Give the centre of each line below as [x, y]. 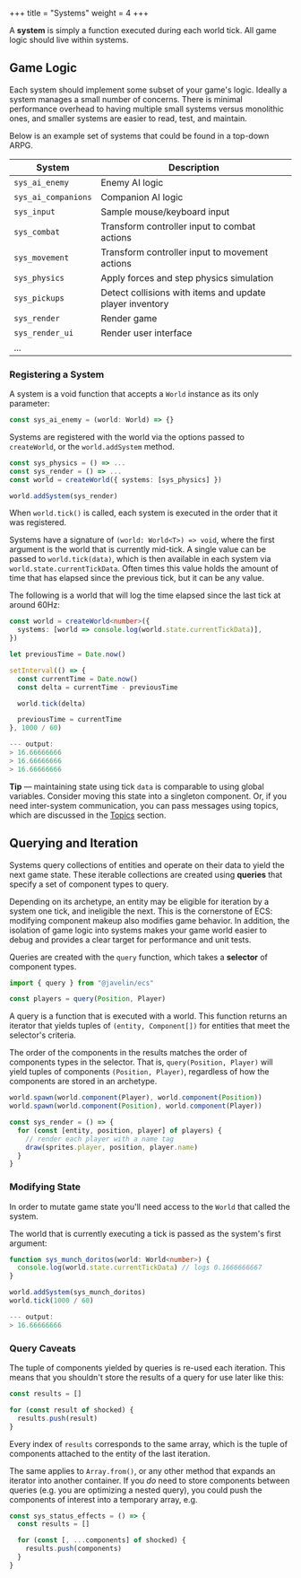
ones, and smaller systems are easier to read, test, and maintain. [129, 118]
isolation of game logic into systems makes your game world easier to [138, 930]
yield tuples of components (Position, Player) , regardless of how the [139, 1072]
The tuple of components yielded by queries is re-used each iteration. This [147, 1368]
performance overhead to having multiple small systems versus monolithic [147, 109]
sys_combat [37, 232]
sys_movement [42, 258]
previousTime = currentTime [70, 720]
